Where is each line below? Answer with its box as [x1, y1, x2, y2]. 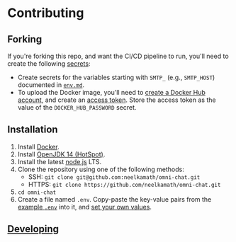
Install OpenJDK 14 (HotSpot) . [17, 150, 106, 159]
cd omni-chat [17, 189, 57, 196]
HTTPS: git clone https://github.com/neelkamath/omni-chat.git [28, 180, 221, 188]
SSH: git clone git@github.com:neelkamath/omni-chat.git [28, 172, 201, 181]
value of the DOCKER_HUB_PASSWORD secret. [17, 103, 137, 111]
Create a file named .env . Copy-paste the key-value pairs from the [17, 195, 212, 203]
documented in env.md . [17, 81, 85, 89]
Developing [7, 223, 59, 235]
